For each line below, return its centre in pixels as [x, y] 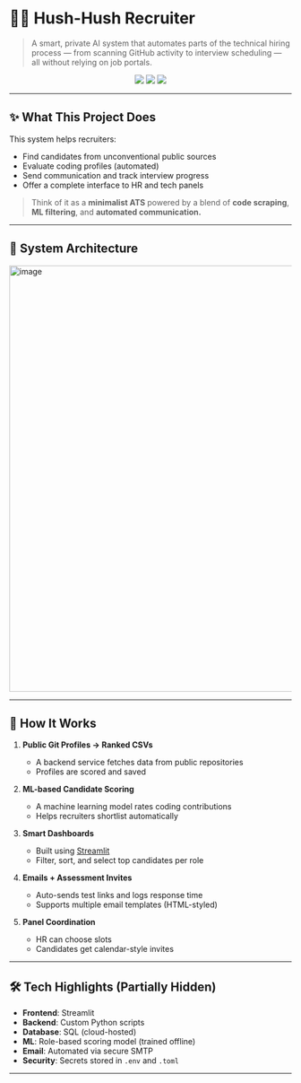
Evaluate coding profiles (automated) [90, 166]
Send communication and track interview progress [116, 175]
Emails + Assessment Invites [77, 878]
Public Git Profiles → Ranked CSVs [88, 745]
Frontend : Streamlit [58, 1013]
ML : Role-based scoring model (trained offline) [109, 1042]
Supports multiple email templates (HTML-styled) [126, 904]
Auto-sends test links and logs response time [119, 895]
